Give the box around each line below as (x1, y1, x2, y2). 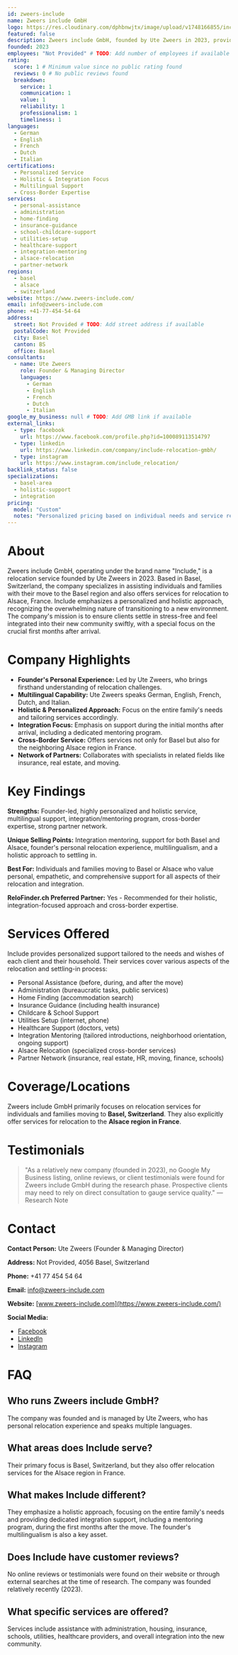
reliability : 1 (20, 103, 65, 110)
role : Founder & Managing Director (20, 367, 125, 374)
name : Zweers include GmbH (7, 17, 87, 24)
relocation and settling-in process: (7, 964, 108, 973)
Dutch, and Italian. (17, 698, 71, 706)
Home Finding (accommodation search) (17, 993, 134, 1002)
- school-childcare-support (13, 228, 97, 235)
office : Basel (13, 347, 55, 355)
